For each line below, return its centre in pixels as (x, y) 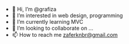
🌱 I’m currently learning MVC (47, 22)
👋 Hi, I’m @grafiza (34, 9)
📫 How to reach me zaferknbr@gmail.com (65, 35)
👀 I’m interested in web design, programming (67, 15)
